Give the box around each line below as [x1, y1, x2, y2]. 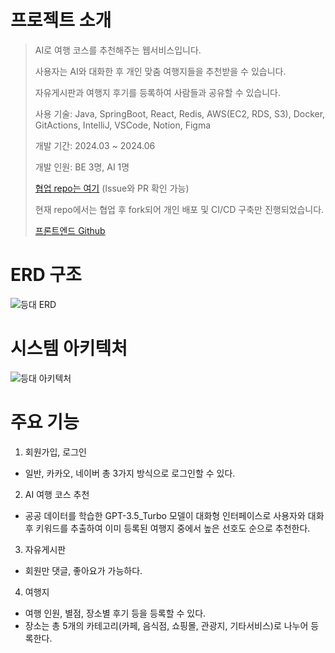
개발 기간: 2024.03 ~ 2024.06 [34, 139, 156, 151]
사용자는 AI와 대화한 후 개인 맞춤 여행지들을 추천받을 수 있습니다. [34, 65, 287, 77]
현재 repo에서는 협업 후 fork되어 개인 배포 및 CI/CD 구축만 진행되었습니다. [34, 203, 325, 215]
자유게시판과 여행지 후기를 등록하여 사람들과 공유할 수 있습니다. [34, 86, 282, 98]
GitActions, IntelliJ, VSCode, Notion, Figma [34, 119, 212, 131]
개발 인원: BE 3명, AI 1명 [34, 161, 130, 173]
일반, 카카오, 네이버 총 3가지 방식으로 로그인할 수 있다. [24, 467, 236, 479]
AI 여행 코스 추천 [24, 488, 90, 500]
